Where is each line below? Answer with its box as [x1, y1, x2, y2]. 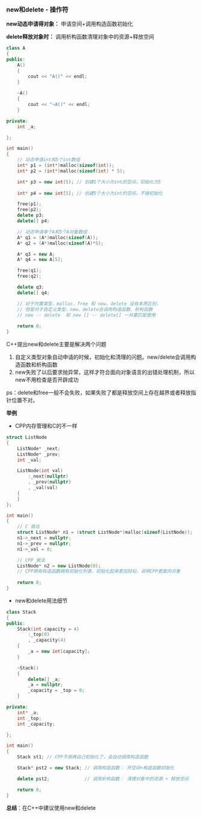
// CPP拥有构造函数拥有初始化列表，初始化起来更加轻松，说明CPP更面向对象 [17, 568, 181, 574]
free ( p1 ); [17, 201, 42, 207]
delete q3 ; [17, 284, 45, 290]
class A [6, 45, 26, 51]
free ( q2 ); [17, 274, 42, 280]
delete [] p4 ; [17, 218, 50, 225]
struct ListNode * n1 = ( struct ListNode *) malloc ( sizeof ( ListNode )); [17, 530, 193, 536]
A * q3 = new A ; [17, 251, 55, 257]
